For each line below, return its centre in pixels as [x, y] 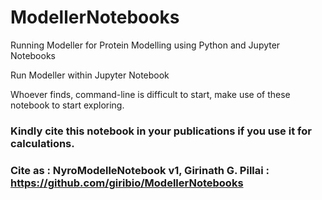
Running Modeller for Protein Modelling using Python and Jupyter [145, 45]
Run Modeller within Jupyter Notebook [90, 75]
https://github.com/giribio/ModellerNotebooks [127, 183]
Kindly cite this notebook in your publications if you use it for [161, 131]
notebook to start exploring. [67, 105]
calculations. [42, 143]
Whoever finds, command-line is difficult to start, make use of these [150, 94]
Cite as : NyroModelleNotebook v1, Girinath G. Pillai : [140, 170]
